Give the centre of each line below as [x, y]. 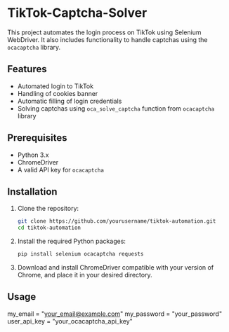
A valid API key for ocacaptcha [60, 170]
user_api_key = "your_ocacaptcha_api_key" [70, 321]
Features [27, 69]
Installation [32, 192]
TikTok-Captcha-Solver [77, 13]
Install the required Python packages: [72, 241]
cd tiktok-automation [49, 228]
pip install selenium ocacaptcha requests [80, 254]
